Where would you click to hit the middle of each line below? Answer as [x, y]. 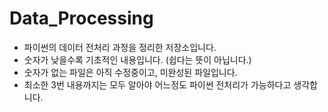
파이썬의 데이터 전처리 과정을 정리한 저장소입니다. [120, 47]
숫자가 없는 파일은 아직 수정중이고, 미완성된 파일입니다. [130, 72]
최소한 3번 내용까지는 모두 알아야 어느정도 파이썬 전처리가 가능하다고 [157, 84]
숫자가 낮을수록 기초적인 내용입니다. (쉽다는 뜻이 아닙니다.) [137, 59]
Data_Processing [81, 18]
